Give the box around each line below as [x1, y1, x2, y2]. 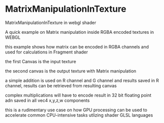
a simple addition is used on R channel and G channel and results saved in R [5, 77, 159, 83]
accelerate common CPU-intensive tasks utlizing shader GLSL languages [5, 112, 153, 118]
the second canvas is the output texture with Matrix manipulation [5, 68, 137, 74]
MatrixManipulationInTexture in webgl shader [5, 20, 97, 25]
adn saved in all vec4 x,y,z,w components [5, 97, 90, 103]
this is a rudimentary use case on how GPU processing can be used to [5, 107, 147, 113]
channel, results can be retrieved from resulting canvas [5, 82, 117, 89]
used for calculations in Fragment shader [5, 49, 88, 55]
